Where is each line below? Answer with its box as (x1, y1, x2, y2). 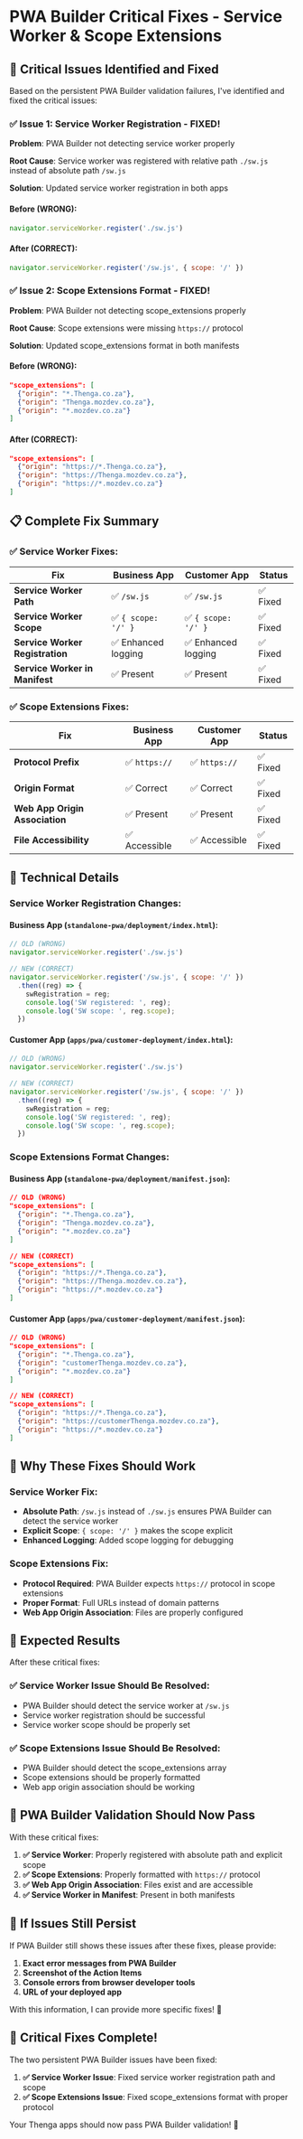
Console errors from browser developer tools (22, 1976, 196, 1987)
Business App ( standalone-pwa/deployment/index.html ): (9, 919, 219, 930)
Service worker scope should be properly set (22, 1719, 191, 1730)
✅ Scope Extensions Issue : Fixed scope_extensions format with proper (22, 2091, 289, 2102)
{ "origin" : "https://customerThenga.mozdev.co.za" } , (17, 1417, 220, 1426)
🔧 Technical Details (9, 870, 120, 886)
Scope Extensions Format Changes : (9, 1150, 170, 1163)
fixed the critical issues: (9, 95, 97, 106)
